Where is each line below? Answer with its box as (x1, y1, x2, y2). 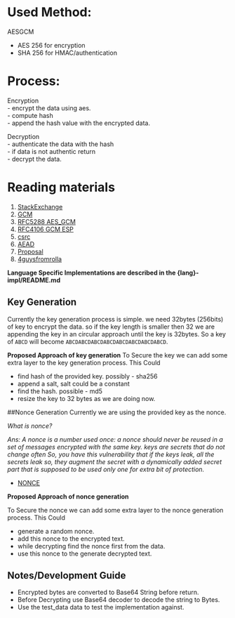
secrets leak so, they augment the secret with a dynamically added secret (7, 457, 222, 466)
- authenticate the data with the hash (7, 140, 114, 148)
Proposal (17, 247, 43, 256)
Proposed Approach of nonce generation (7, 492, 129, 501)
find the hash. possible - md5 (17, 387, 103, 395)
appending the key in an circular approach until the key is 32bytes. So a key (7, 329, 227, 338)
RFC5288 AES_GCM (17, 217, 76, 225)
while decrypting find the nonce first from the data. (17, 541, 166, 550)
